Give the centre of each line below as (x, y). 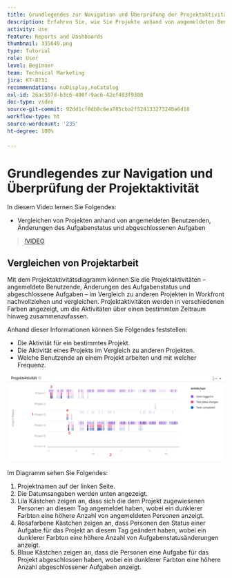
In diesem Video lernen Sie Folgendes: (62, 207)
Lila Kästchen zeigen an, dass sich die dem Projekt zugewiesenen (111, 501)
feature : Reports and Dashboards (55, 37)
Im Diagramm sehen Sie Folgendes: (58, 473)
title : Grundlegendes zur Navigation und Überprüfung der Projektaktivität (118, 15)
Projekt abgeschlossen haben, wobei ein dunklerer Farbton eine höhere (119, 560)
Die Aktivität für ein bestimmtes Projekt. (74, 343)
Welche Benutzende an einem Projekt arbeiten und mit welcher (107, 358)
